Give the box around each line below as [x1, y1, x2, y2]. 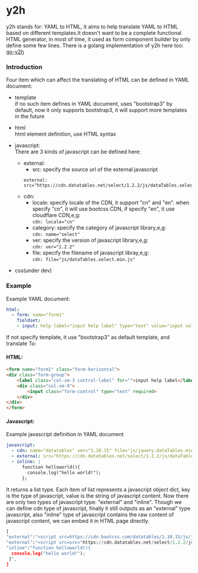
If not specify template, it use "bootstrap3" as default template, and [6, 334, 170, 341]
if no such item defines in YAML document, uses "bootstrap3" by [14, 100, 173, 107]
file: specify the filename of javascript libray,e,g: [32, 249, 149, 257]
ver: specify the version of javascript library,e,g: [32, 237, 148, 244]
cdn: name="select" [32, 231, 81, 238]
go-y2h [6, 48, 25, 55]
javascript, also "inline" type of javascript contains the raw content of [6, 511, 174, 518]
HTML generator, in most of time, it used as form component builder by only [6, 35, 191, 42]
